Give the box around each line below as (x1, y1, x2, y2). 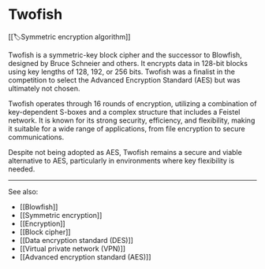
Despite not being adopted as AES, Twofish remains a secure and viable (8, 147, 242, 157)
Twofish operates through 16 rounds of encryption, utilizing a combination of (8, 98, 257, 108)
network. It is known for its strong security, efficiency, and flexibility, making (8, 116, 256, 125)
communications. (8, 132, 65, 142)
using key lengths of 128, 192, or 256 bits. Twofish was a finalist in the (8, 67, 235, 76)
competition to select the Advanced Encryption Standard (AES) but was (8, 75, 241, 84)
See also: (8, 186, 39, 196)
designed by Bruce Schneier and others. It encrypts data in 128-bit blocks (8, 58, 248, 68)
